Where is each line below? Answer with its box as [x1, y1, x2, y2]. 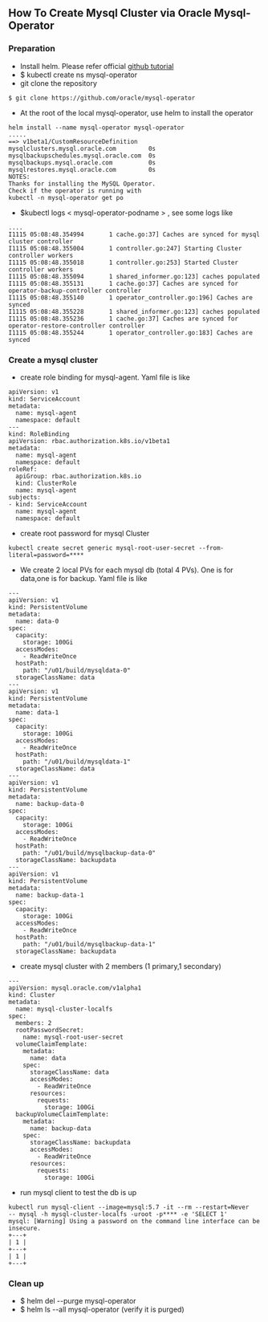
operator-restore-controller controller [8, 321, 146, 330]
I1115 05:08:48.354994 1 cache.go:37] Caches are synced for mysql [8, 230, 261, 238]
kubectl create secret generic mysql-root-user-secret [8, 543, 196, 552]
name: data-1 [15, 708, 59, 717]
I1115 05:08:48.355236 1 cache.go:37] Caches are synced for [8, 315, 239, 323]
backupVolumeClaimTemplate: [15, 1110, 110, 1118]
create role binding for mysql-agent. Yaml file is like [19, 372, 191, 382]
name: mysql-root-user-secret [22, 1033, 124, 1041]
